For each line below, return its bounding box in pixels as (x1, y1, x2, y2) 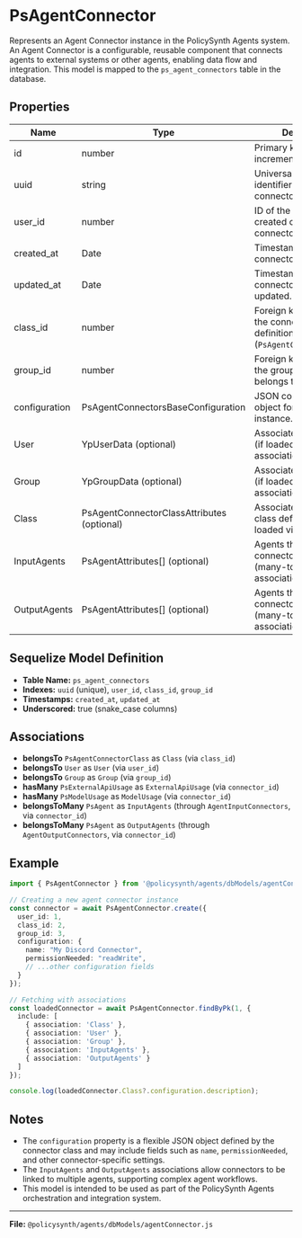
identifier (254, 178, 292, 191)
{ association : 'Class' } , (25, 1020, 127, 1029)
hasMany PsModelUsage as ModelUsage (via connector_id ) (22, 791, 232, 802)
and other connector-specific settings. (22, 1154, 165, 1165)
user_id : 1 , (17, 912, 63, 922)
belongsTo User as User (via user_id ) (22, 762, 160, 773)
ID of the (254, 204, 291, 217)
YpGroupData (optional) (81, 475, 182, 487)
